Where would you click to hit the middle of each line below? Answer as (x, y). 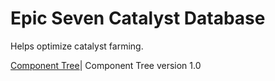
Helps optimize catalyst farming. (77, 46)
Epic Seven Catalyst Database (138, 18)
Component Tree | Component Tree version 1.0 (106, 65)
